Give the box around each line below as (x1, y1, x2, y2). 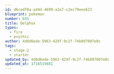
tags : (5, 43, 16, 48)
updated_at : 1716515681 (5, 61, 53, 66)
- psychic (9, 35, 29, 39)
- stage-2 (9, 48, 29, 53)
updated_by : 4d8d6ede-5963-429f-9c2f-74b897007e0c (5, 57, 110, 62)
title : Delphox (5, 20, 36, 26)
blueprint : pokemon (5, 12, 45, 17)
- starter (9, 52, 29, 57)
